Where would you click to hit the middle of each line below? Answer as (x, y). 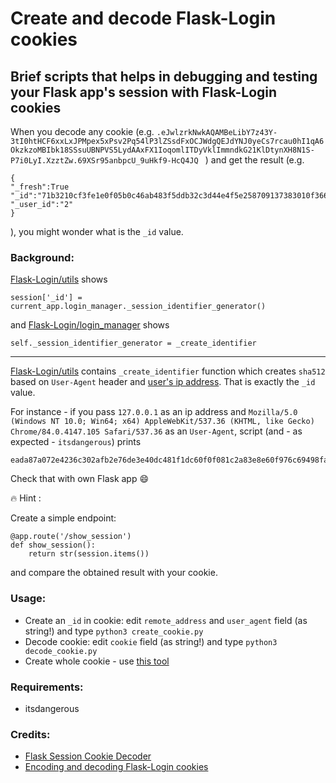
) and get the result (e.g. (254, 160)
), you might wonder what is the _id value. (97, 231)
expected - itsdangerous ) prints (76, 442)
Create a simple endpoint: (63, 518)
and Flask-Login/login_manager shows (90, 325)
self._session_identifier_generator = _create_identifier (133, 343)
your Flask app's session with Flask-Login (144, 92)
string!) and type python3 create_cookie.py (114, 631)
